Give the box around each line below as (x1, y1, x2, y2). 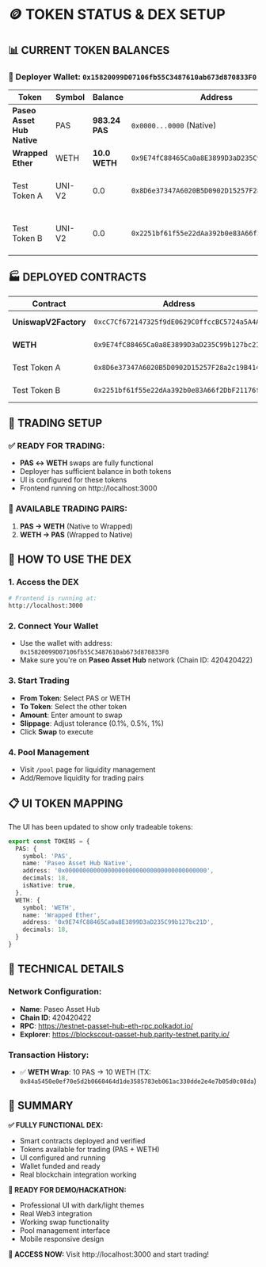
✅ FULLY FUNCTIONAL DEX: (8, 1120, 104, 1129)
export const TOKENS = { (8, 837, 90, 845)
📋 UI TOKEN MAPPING (8, 797, 123, 811)
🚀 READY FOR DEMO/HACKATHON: (8, 1185, 127, 1194)
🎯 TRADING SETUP (8, 417, 103, 430)
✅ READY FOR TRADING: (8, 441, 105, 451)
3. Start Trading (8, 675, 70, 686)
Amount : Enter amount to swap (19, 710, 123, 719)
